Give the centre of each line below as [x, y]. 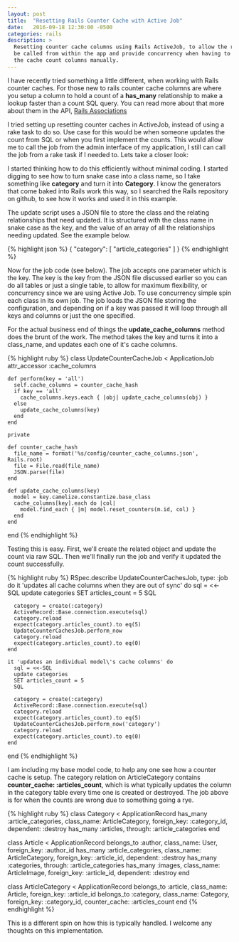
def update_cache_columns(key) [54, 491]
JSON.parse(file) [39, 472]
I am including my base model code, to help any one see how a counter [112, 769]
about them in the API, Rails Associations [67, 110]
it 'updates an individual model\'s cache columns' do [90, 662]
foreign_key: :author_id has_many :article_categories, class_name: [104, 850]
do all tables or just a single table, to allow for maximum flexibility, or [107, 285]
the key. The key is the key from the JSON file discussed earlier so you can [117, 277]
